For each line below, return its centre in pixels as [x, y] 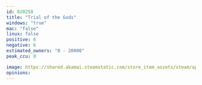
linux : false [23, 34]
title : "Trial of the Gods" [41, 17]
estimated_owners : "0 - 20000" [45, 51]
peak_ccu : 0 [21, 56]
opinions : [19, 72]
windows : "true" [26, 23]
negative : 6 [21, 45]
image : [14, 67]
